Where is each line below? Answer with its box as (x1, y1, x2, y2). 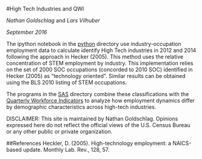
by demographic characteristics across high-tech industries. (6, 103, 157, 111)
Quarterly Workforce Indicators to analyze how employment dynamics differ (6, 97, 195, 104)
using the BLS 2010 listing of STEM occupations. (6, 79, 127, 86)
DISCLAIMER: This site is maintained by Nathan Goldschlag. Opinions (6, 115, 178, 122)
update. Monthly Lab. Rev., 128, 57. (23, 146, 110, 153)
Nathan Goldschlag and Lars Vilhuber (6, 17, 101, 24)
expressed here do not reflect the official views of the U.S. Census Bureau (6, 122, 191, 129)
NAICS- (172, 140, 192, 147)
